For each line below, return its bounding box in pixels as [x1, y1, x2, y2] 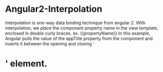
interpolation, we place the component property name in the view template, [5, 25, 159, 31]
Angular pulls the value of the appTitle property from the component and [5, 36, 153, 41]
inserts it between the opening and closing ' [5, 40, 95, 46]
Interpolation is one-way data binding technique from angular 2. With [5, 20, 146, 26]
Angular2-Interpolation [5, 3, 103, 15]
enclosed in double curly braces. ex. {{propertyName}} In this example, [5, 30, 151, 36]
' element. [5, 58, 48, 70]
